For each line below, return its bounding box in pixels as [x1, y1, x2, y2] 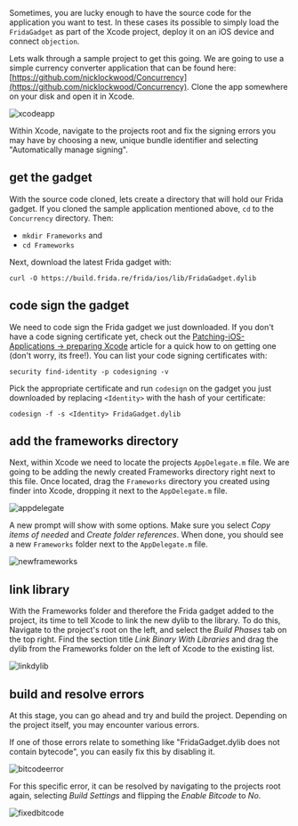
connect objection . [9, 36, 80, 46]
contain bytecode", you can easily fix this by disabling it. [9, 747, 215, 757]
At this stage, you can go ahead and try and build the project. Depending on [9, 710, 287, 721]
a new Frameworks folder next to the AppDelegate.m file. [9, 539, 208, 550]
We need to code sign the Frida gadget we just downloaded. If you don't [9, 321, 274, 332]
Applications [9, 340, 55, 351]
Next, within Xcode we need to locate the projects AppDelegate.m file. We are [9, 458, 290, 468]
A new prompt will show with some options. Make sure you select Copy [9, 520, 271, 530]
